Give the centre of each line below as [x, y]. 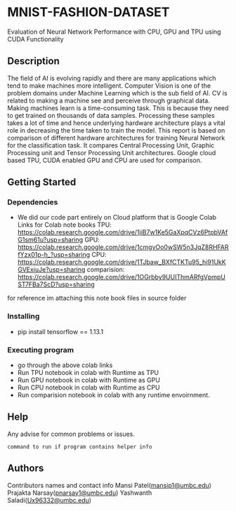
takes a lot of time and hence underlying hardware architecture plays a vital [117, 123]
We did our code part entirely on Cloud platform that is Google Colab [117, 218]
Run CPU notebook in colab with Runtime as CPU [88, 387]
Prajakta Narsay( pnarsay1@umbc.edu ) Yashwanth [80, 493]
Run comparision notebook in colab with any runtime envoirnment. [113, 395]
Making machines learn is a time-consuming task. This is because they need [118, 108]
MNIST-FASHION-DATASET [88, 12]
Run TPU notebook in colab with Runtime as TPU [88, 373]
